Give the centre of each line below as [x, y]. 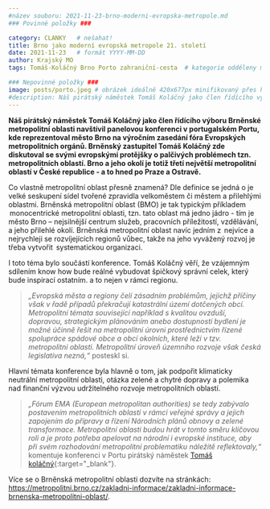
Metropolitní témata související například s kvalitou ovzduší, [127, 312]
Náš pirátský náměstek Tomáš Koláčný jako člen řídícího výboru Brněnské [135, 120]
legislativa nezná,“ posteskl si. [79, 355]
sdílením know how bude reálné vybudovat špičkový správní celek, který [129, 271]
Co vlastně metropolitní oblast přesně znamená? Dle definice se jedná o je [131, 187]
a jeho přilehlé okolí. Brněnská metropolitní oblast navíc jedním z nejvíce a [131, 230]
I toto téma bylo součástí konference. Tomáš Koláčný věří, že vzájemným [129, 263]
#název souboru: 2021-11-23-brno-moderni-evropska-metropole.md [118, 16]
